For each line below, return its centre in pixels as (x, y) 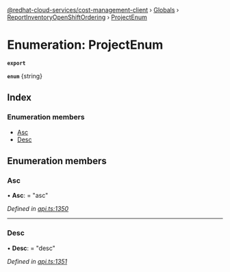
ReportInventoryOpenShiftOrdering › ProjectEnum (77, 17)
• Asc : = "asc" (28, 196)
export (16, 63)
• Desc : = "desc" (31, 248)
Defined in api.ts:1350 (38, 209)
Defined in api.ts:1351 (37, 261)
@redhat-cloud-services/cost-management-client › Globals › (93, 10)
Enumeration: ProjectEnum (85, 45)
